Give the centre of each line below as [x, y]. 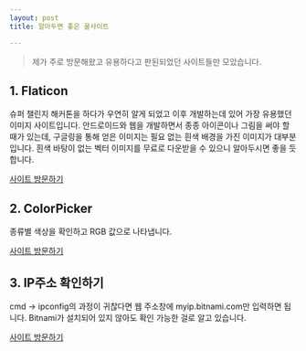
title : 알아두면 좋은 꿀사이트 [59, 27]
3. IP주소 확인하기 [57, 283]
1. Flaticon [39, 91]
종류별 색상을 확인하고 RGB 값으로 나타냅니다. [91, 232]
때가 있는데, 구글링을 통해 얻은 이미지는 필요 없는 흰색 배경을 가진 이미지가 [141, 137]
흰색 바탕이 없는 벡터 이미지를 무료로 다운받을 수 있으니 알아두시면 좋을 [162, 148]
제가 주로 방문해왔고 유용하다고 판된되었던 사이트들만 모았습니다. [147, 61]
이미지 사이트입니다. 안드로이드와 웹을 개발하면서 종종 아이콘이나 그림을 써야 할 [150, 125]
